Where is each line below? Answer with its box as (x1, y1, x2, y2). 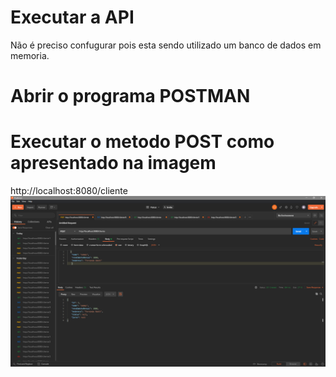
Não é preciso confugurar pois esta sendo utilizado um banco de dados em (10, 39, 322, 51)
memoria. (10, 49, 50, 61)
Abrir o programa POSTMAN (10, 85, 251, 108)
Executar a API (10, 6, 135, 29)
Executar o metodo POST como (10, 131, 275, 153)
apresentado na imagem (10, 152, 217, 175)
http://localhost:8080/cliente (10, 185, 128, 197)
